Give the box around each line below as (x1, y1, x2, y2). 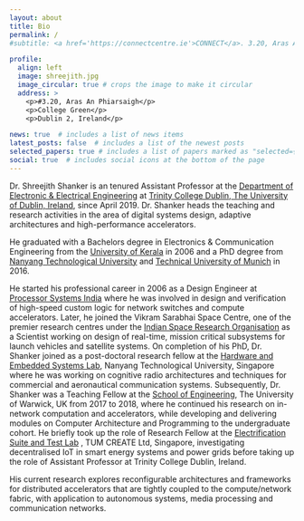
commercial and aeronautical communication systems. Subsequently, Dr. (9, 379, 281, 390)
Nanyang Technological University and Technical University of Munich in (9, 256, 280, 266)
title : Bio (9, 22, 51, 31)
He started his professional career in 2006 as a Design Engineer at (9, 283, 258, 294)
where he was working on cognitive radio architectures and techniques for (9, 369, 287, 381)
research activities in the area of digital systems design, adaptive (9, 209, 252, 220)
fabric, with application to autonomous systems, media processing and (9, 493, 273, 504)
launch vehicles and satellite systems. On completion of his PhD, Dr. (9, 341, 262, 352)
